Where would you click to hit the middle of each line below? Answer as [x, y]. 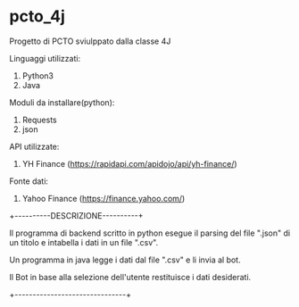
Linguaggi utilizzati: [45, 58]
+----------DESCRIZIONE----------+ [77, 215]
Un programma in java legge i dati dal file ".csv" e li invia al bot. [125, 260]
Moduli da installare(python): [62, 102]
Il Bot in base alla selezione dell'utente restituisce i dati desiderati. [130, 277]
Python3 [37, 75]
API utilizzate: [34, 146]
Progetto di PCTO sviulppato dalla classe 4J [90, 41]
